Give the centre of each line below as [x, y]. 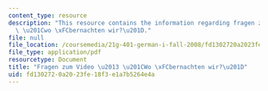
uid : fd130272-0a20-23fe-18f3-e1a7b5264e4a [82, 74]
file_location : [33, 45]
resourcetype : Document [48, 60]
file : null [26, 38]
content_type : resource [48, 15]
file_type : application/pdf [55, 52]
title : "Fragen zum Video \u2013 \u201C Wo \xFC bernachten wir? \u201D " [128, 67]
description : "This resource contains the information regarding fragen [132, 23]
